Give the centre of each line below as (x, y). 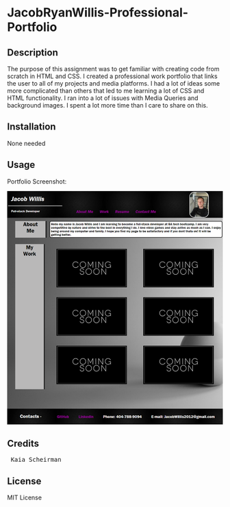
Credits (23, 443)
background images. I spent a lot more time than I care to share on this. (107, 105)
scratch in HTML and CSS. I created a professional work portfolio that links (112, 76)
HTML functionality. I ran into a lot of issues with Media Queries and (103, 98)
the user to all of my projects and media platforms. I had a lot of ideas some (114, 83)
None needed (26, 143)
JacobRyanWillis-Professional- (98, 13)
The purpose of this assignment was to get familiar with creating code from (113, 69)
